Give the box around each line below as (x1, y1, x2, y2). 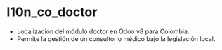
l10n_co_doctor (6, 4, 98, 20)
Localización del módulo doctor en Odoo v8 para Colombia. (16, 27, 190, 35)
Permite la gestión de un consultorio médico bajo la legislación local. (16, 34, 216, 42)
